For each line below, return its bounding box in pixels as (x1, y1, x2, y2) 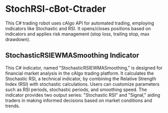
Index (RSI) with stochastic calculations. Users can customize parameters (5, 81, 160, 87)
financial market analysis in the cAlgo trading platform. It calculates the (5, 70, 154, 76)
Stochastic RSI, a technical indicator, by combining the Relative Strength (5, 75, 156, 82)
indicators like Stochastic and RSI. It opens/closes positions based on (5, 25, 151, 31)
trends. (5, 103, 20, 109)
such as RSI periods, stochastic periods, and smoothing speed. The (5, 86, 147, 93)
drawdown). (5, 36, 31, 42)
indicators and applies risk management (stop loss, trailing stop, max (5, 31, 150, 37)
